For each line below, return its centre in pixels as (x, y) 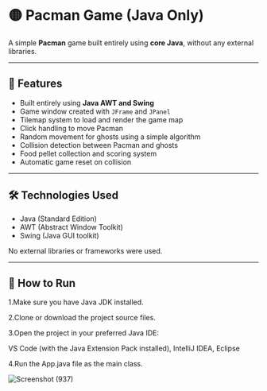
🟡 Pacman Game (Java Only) (106, 15)
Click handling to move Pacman (72, 128)
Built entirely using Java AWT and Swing (87, 103)
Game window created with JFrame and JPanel (95, 111)
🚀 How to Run (42, 283)
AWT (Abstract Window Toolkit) (71, 226)
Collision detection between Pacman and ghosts (99, 145)
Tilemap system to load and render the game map (101, 119)
